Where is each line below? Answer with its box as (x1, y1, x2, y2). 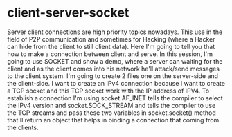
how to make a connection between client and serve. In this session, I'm (7, 50, 213, 58)
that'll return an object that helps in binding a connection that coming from (7, 116, 220, 124)
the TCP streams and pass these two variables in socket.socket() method (7, 109, 216, 117)
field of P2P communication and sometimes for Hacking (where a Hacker (7, 35, 216, 43)
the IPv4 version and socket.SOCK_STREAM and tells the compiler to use (7, 101, 216, 109)
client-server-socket (7, 5, 130, 21)
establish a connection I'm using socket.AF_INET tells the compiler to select (7, 93, 223, 102)
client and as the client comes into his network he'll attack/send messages (7, 64, 220, 73)
